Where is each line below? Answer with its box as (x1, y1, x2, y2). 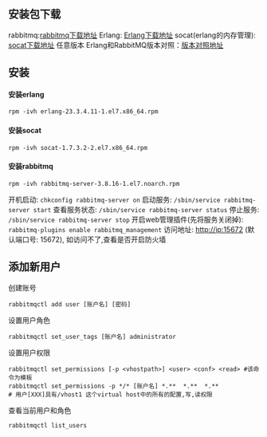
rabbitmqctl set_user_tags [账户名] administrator (8, 333, 177, 341)
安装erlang (8, 89, 45, 99)
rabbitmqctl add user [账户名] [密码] (8, 300, 132, 309)
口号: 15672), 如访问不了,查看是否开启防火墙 (22, 234, 167, 244)
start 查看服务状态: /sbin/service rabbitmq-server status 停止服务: (33, 204, 260, 214)
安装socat (8, 126, 42, 135)
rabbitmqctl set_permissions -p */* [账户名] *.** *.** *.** (8, 382, 219, 390)
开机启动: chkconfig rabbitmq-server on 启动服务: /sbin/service (8, 195, 221, 204)
